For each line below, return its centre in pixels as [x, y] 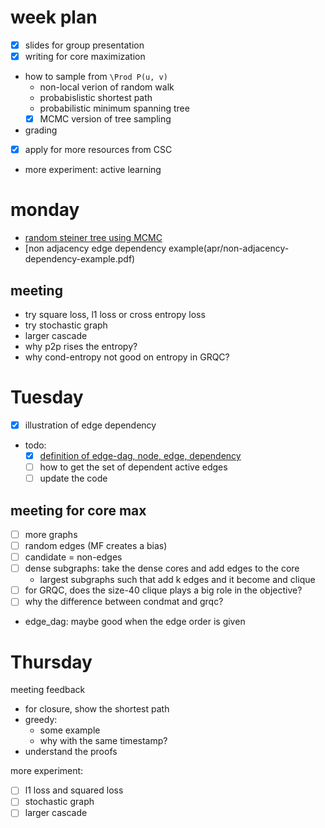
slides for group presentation [84, 45]
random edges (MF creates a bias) [96, 545]
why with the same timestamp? [103, 741]
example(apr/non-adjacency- [229, 248]
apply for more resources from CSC [98, 150]
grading [41, 130]
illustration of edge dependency [90, 425]
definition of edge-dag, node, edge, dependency [140, 455]
